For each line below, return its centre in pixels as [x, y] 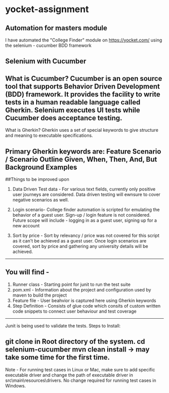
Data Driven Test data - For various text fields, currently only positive [84, 189]
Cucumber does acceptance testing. [64, 118]
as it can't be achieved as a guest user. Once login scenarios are [79, 241]
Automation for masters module [56, 28]
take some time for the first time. [58, 357]
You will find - [27, 272]
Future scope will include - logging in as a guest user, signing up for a [84, 220]
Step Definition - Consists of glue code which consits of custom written [87, 306]
